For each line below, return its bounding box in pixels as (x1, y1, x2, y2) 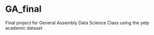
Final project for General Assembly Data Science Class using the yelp (5, 20, 149, 26)
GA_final (5, 3, 42, 15)
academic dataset (5, 25, 43, 31)
